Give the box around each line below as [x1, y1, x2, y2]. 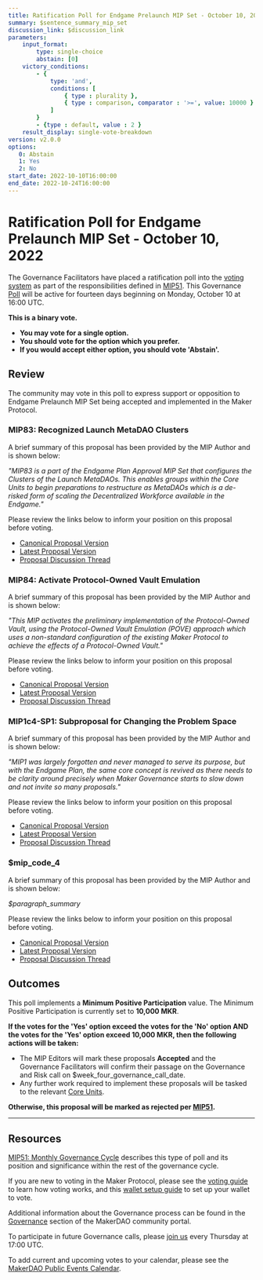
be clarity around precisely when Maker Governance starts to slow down [8, 774, 244, 784]
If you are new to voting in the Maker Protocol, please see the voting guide [8, 1176, 248, 1186]
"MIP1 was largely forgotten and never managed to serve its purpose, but [8, 757, 246, 766]
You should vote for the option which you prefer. [19, 336, 180, 346]
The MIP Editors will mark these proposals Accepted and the [19, 1053, 217, 1062]
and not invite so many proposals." [8, 782, 121, 792]
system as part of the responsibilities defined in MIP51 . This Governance [8, 280, 242, 291]
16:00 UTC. [8, 298, 45, 307]
